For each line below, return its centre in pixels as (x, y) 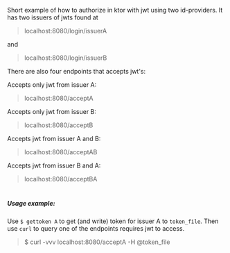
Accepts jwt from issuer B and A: (54, 165)
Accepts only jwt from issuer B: (52, 112)
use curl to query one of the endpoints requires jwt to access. (96, 228)
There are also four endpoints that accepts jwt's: (77, 71)
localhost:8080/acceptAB (61, 152)
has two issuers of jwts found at (53, 17)
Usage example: (31, 204)
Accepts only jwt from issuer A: (52, 85)
